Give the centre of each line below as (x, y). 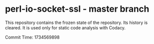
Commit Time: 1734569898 (32, 37)
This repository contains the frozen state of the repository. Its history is (76, 22)
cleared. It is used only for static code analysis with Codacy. (65, 27)
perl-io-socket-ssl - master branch (77, 9)
